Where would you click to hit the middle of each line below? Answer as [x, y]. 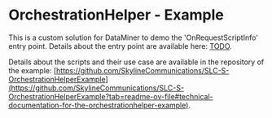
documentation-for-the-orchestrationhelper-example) [99, 105]
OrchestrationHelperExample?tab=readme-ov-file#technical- [111, 96]
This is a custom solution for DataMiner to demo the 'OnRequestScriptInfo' [134, 37]
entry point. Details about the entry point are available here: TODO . [120, 46]
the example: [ [33, 70]
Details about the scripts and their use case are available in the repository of [136, 62]
